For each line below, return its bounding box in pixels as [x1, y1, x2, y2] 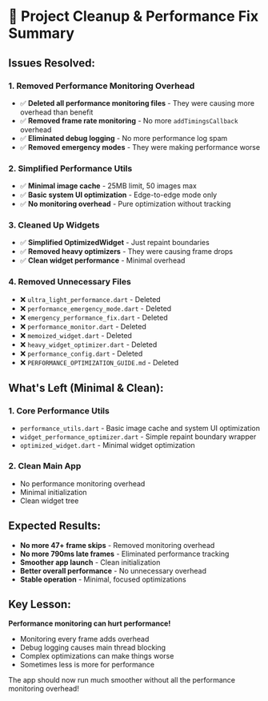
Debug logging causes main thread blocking [19, 643, 166, 652]
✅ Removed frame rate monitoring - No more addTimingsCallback [19, 115, 238, 125]
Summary [8, 24, 74, 42]
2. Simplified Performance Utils [8, 163, 133, 174]
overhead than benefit [19, 107, 94, 117]
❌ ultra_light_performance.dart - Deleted [19, 294, 162, 304]
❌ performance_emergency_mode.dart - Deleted [19, 304, 172, 313]
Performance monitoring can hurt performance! [8, 618, 171, 628]
